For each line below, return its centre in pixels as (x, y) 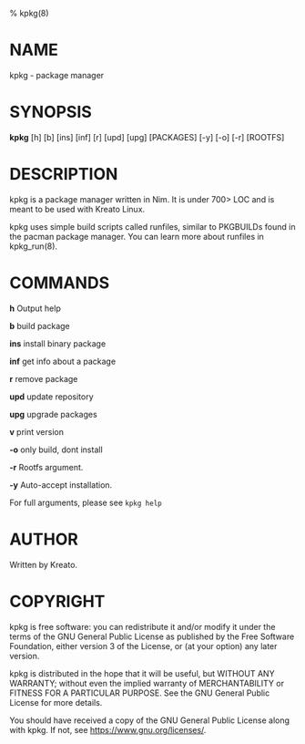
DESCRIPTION (64, 175)
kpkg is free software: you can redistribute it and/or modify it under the (142, 626)
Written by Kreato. (44, 564)
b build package (40, 325)
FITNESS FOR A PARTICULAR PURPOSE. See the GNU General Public (140, 693)
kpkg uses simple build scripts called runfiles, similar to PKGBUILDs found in (152, 226)
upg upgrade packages (53, 414)
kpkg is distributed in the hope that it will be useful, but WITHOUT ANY (142, 673)
